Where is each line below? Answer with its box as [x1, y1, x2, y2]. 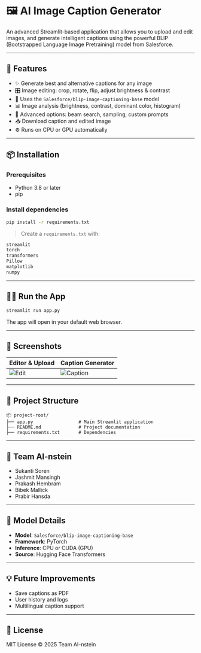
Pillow [6, 258, 23, 265]
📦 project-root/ [6, 412, 49, 418]
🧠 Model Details [6, 515, 66, 526]
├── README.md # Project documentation [6, 424, 141, 430]
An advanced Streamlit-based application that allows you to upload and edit [6, 28, 193, 35]
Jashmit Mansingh [14, 473, 61, 481]
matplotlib [6, 264, 33, 270]
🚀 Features [6, 63, 47, 74]
